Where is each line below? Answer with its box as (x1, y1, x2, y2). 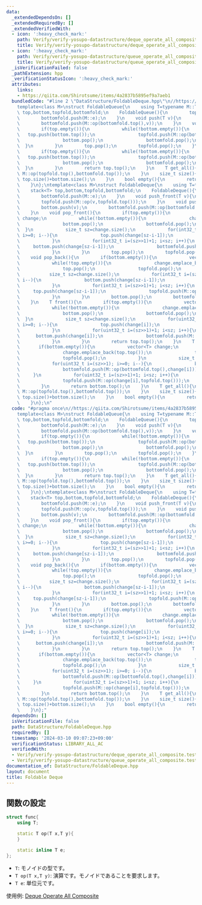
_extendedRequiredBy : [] (11, 20, 74, 26)
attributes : (11, 82, 42, 88)
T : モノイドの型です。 (14, 864, 68, 871)
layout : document (6, 769, 50, 775)
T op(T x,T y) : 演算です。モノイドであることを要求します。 (14, 872, 163, 879)
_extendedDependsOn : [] (11, 14, 71, 20)
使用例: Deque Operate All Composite (6, 892, 99, 899)
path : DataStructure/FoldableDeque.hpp (11, 724, 112, 730)
